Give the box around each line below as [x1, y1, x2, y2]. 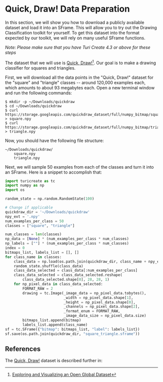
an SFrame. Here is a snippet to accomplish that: [5, 169, 102, 175]
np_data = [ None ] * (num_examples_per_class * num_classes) [5, 237, 130, 242]
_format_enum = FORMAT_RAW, [64, 309, 120, 314]
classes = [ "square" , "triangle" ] [5, 223, 75, 228]
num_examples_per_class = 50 [5, 219, 64, 224]
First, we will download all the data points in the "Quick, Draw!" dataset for [5, 74, 154, 80]
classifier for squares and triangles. [5, 65, 76, 71]
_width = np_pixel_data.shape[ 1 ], [64, 295, 133, 300]
